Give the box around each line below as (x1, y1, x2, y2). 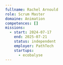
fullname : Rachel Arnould (5, 7, 58, 12)
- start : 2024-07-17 (9, 30, 52, 35)
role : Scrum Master (5, 12, 45, 17)
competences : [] (5, 21, 38, 26)
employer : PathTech (14, 43, 54, 48)
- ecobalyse (18, 52, 43, 58)
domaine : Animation (5, 16, 45, 21)
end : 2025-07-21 (14, 35, 48, 40)
